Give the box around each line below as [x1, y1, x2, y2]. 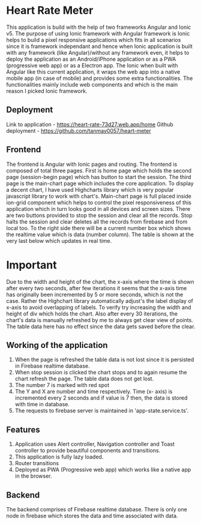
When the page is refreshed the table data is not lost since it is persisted [14, 356, 194, 364]
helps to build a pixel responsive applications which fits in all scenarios [6, 36, 181, 43]
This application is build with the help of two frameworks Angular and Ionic [6, 23, 191, 31]
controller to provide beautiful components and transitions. [14, 447, 161, 454]
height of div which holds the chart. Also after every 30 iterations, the [6, 310, 178, 317]
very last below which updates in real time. [6, 237, 112, 244]
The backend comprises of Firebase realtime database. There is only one [6, 505, 187, 513]
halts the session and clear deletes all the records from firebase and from [6, 218, 188, 225]
